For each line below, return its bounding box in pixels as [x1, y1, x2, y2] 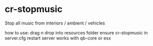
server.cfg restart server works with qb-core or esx [5, 35, 111, 41]
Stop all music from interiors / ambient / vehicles [5, 20, 105, 26]
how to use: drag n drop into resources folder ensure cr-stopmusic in [5, 29, 148, 35]
